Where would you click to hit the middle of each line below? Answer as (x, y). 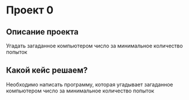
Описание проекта (42, 32)
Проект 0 (30, 10)
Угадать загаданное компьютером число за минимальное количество (95, 46)
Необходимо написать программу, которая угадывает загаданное (90, 84)
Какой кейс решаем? (47, 70)
